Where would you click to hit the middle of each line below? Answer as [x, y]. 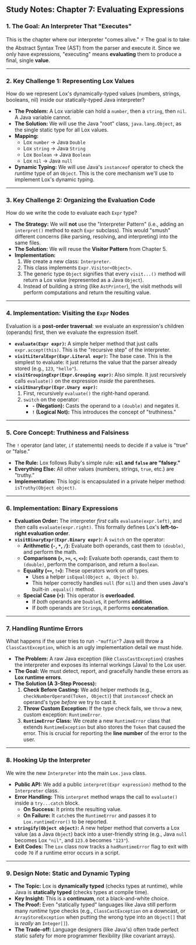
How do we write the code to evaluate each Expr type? [71, 213]
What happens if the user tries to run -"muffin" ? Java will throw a [85, 641]
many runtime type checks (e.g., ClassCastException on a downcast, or [100, 911]
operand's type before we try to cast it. [70, 702]
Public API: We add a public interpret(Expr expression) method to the [100, 784]
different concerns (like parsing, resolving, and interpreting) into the [96, 237]
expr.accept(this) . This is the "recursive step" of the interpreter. [92, 350]
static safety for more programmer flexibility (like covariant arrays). [95, 936]
